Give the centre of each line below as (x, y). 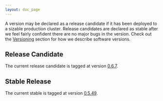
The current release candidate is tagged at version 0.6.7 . (62, 66)
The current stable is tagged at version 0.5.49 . (52, 93)
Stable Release (28, 81)
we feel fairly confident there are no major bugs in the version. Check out (78, 34)
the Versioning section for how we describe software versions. (68, 39)
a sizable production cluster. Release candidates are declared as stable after (81, 29)
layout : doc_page (23, 10)
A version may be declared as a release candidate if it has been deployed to (81, 23)
